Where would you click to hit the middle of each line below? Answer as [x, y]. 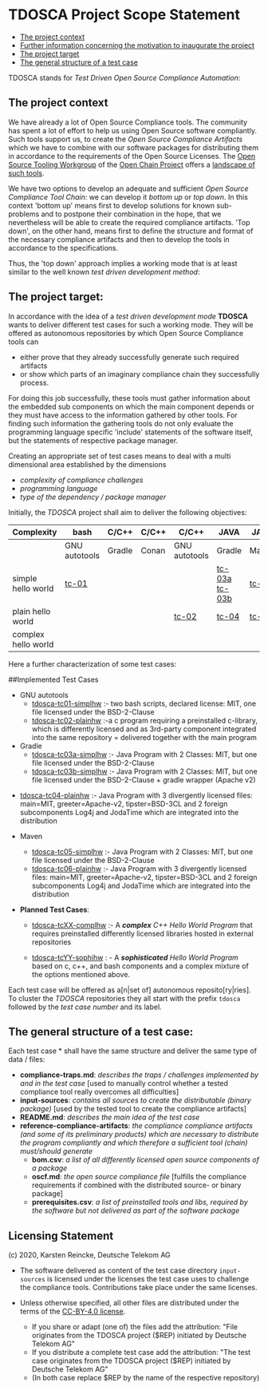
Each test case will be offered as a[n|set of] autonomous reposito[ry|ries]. [130, 990]
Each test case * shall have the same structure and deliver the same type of [133, 1051]
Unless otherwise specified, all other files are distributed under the [129, 1303]
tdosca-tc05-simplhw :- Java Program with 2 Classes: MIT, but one [142, 851]
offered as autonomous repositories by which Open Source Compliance [126, 333]
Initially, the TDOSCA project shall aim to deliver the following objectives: [128, 512]
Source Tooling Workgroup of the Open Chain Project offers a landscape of [132, 164]
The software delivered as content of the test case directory [118, 1270]
